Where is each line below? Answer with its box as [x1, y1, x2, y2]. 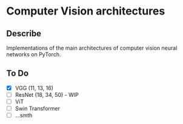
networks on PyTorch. [6, 51, 61, 58]
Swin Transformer [15, 105, 61, 112]
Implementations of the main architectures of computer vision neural [6, 44, 178, 51]
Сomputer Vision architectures [6, 4, 165, 18]
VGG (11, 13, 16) [15, 84, 53, 91]
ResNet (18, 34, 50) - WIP [15, 91, 79, 98]
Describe [6, 28, 41, 39]
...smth [15, 112, 33, 119]
